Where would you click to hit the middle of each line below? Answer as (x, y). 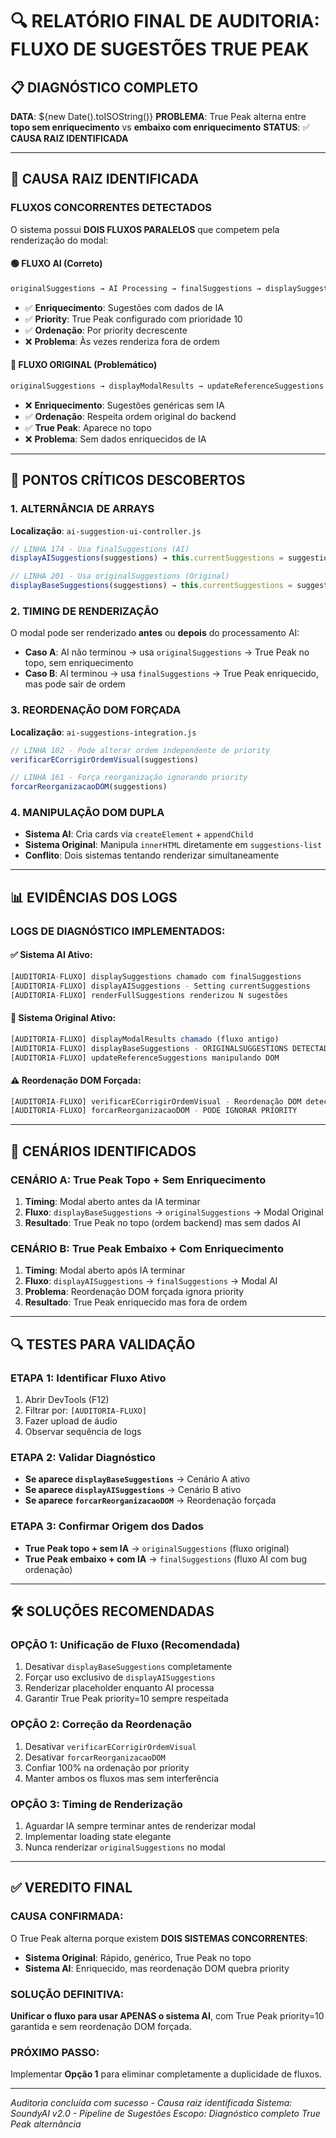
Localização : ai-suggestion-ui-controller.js (106, 530)
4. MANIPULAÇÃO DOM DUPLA (87, 813)
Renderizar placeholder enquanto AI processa (119, 1688)
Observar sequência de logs (83, 1432)
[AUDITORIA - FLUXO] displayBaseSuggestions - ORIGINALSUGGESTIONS (149, 1048)
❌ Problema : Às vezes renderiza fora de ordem (122, 341)
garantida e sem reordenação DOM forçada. (101, 2026)
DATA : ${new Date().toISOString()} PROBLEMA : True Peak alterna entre (158, 116)
